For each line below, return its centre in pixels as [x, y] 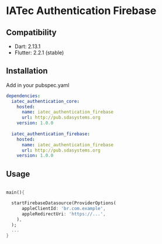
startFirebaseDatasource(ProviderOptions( [64, 203]
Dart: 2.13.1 [27, 46]
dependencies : [23, 96]
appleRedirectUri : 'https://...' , [64, 214]
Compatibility [31, 32]
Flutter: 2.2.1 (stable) [39, 53]
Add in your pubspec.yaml [38, 85]
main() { [15, 193]
